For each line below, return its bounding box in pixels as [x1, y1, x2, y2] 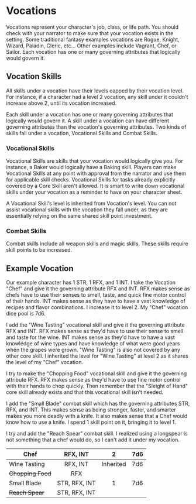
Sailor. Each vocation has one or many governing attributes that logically [6, 48, 180, 55]
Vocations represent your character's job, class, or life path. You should [6, 23, 179, 30]
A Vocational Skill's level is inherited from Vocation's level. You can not [6, 200, 177, 207]
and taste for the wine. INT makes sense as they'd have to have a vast [6, 334, 176, 341]
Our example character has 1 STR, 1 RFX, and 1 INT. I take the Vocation [6, 279, 176, 286]
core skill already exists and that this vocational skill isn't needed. [6, 389, 164, 396]
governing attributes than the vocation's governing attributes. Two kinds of [6, 123, 187, 130]
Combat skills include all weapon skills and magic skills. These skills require [6, 240, 188, 247]
